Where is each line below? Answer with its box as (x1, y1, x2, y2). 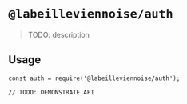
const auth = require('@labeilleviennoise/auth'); (8, 74, 181, 82)
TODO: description (27, 30, 90, 39)
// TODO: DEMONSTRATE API (8, 88, 94, 96)
